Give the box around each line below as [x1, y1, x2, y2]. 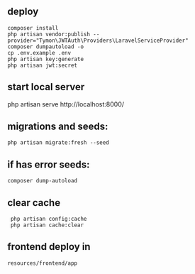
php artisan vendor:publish [7, 31, 91, 38]
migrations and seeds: [7, 121, 108, 133]
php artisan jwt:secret [7, 62, 78, 69]
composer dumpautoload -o [7, 43, 84, 50]
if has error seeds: [7, 158, 90, 170]
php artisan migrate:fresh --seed [7, 139, 110, 146]
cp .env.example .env [7, 49, 72, 56]
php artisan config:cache [10, 216, 87, 223]
